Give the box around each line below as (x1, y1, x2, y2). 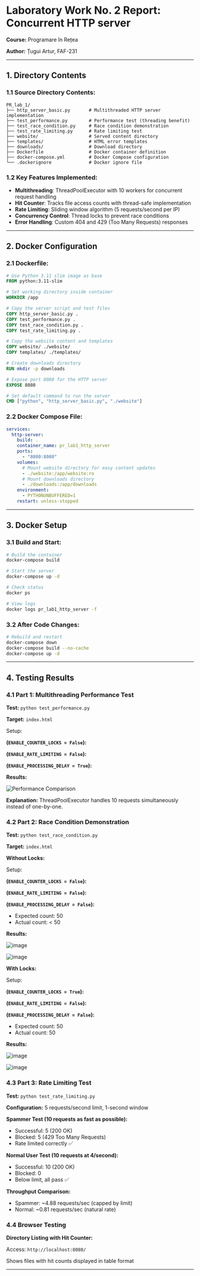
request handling (14, 193, 57, 200)
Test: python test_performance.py (6, 704, 90, 711)
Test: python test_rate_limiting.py (6, 1092, 95, 1099)
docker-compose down (6, 639, 58, 645)
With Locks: (6, 965, 37, 972)
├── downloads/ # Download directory (6, 144, 143, 150)
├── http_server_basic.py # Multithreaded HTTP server (6, 107, 161, 113)
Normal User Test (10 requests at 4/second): (6, 1151, 119, 1158)
